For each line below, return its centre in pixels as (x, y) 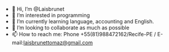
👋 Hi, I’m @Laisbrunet (38, 9)
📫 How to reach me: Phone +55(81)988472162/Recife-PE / (84, 34)
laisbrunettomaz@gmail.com (58, 43)
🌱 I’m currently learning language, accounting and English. (83, 21)
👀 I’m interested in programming (51, 15)
